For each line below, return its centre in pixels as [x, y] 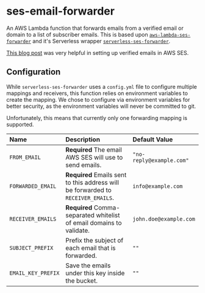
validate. [77, 230]
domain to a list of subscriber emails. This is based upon [77, 34]
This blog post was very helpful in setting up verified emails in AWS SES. [98, 52]
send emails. [83, 164]
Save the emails [88, 265]
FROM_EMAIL [25, 157]
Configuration [34, 72]
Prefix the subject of [94, 240]
